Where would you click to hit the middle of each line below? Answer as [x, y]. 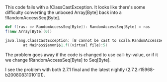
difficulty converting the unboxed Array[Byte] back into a [63, 12]
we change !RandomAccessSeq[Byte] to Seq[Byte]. [58, 60]
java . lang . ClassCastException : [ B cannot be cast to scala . [69, 40]
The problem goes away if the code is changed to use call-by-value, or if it [82, 55]
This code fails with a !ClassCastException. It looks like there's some [75, 7]
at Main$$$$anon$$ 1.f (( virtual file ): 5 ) [65, 45]
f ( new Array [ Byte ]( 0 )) [29, 31]
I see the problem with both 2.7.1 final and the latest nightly [65, 70]
